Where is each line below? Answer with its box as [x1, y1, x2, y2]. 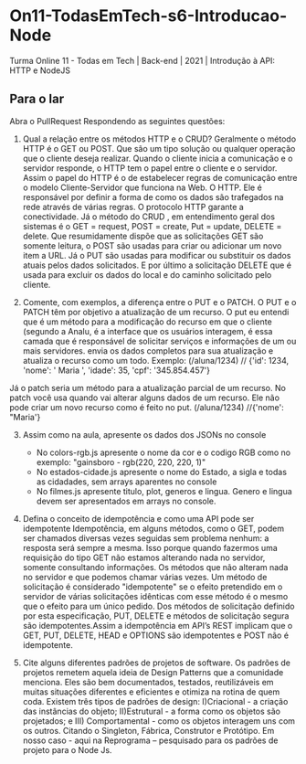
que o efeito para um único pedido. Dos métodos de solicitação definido [22, 600, 295, 611]
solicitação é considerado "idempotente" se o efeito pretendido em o [22, 581, 283, 592]
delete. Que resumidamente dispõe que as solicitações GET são [22, 230, 264, 241]
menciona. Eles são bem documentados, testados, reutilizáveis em [22, 676, 274, 687]
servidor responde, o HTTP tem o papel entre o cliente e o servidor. [22, 162, 278, 174]
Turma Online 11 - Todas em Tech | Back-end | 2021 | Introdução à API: [9, 55, 276, 66]
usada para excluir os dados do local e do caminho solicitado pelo [22, 269, 272, 280]
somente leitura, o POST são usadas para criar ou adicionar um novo [22, 239, 282, 251]
